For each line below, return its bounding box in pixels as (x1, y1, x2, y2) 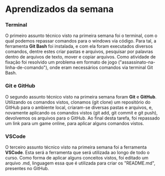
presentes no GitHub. (5, 165, 49, 171)
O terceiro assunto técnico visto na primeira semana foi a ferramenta (5, 144, 147, 150)
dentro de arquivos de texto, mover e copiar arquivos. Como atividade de (5, 54, 156, 60)
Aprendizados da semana (5, 3, 114, 15)
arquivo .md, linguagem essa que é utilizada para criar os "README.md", (5, 160, 155, 166)
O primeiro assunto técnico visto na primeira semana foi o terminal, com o (5, 32, 157, 38)
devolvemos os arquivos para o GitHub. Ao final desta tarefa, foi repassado (5, 115, 160, 121)
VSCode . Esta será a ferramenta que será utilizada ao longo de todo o (5, 149, 150, 155)
